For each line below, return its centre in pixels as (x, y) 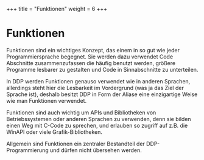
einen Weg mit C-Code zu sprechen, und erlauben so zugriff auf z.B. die (97, 125)
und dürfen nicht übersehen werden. (96, 150)
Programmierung (27, 150)
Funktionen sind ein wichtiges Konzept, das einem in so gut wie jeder (93, 50)
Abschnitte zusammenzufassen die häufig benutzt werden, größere (91, 63)
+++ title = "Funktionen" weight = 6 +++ (57, 9)
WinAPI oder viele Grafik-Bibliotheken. (54, 132)
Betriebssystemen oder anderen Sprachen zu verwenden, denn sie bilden (99, 119)
